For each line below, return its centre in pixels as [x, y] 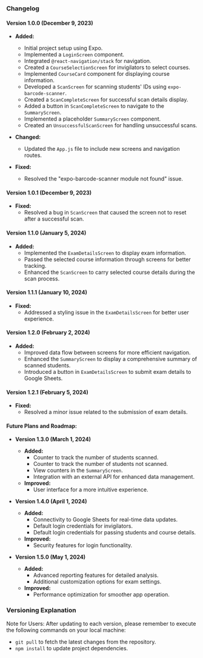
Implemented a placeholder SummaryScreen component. [92, 119]
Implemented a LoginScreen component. [74, 55]
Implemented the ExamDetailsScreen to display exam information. [105, 253]
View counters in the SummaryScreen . [78, 470]
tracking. [35, 265]
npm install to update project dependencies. [72, 648]
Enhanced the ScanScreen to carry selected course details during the [109, 272]
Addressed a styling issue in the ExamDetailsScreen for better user [106, 312]
